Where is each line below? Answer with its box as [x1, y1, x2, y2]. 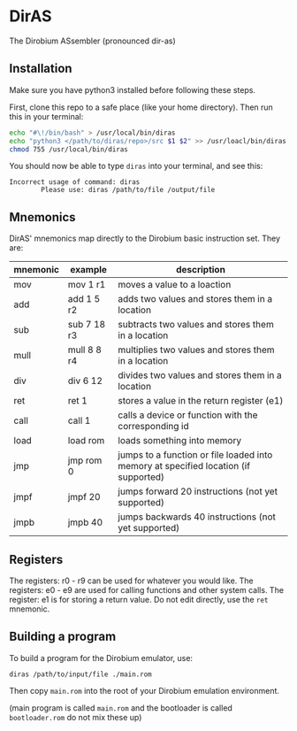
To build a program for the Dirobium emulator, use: [9, 652, 193, 663]
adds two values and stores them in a [118, 293, 272, 305]
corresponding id [118, 420, 190, 433]
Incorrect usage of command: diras [9, 178, 141, 187]
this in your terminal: [9, 111, 84, 121]
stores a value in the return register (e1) [118, 395, 284, 407]
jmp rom [67, 454, 103, 466]
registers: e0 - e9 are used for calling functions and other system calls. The [9, 585, 285, 595]
